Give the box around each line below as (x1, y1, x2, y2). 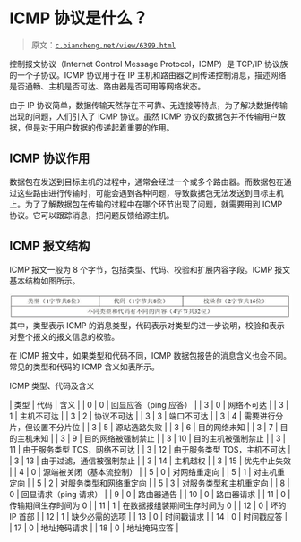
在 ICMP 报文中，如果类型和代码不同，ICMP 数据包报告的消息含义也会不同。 (9, 351, 291, 361)
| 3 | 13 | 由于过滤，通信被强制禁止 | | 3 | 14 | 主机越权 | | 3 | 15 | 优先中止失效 (9, 455, 292, 466)
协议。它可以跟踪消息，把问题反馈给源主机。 (9, 209, 175, 220)
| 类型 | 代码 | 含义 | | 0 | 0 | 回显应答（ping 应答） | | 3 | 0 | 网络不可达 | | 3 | (9, 400, 289, 411)
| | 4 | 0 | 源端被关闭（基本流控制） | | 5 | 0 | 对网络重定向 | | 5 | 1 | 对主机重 (9, 467, 285, 478)
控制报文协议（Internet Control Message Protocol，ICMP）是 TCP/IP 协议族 (9, 58, 288, 69)
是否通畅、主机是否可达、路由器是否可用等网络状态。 (9, 80, 206, 91)
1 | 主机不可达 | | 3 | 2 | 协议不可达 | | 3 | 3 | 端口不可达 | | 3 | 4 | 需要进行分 (9, 411, 284, 421)
